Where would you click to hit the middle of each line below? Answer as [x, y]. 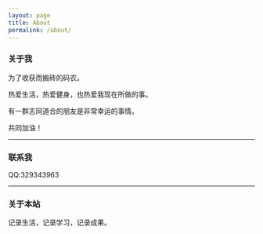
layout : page [29, 15]
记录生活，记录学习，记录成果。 [59, 223]
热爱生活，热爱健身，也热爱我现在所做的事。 [80, 94]
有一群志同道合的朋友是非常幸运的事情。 [73, 111]
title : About [29, 23]
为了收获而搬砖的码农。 [46, 77]
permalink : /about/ [40, 30]
